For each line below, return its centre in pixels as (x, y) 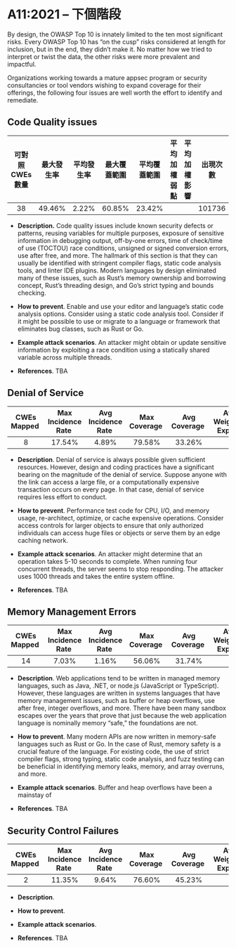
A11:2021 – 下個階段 (64, 14)
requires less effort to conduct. (62, 496)
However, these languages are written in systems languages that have (119, 693)
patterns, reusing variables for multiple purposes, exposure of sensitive (121, 233)
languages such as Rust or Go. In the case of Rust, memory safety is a (119, 744)
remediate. (23, 100)
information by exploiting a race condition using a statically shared (113, 350)
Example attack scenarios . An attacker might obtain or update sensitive (122, 342)
